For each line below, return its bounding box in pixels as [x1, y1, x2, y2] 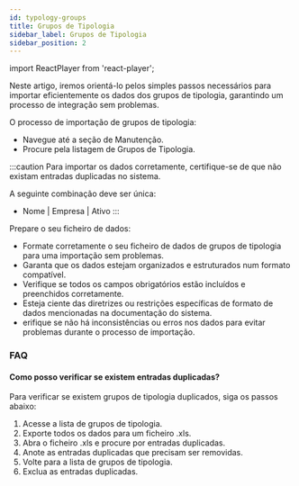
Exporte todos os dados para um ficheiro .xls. [22, 428, 192, 439]
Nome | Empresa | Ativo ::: [22, 206, 120, 217]
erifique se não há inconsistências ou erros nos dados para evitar [22, 317, 266, 328]
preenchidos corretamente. [22, 289, 124, 300]
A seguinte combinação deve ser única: [9, 188, 157, 199]
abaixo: [9, 401, 37, 412]
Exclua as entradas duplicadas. [22, 466, 139, 477]
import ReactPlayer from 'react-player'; [9, 63, 155, 74]
